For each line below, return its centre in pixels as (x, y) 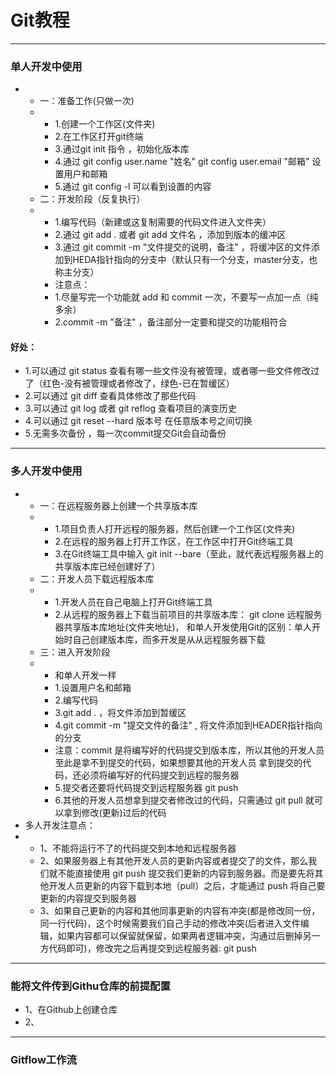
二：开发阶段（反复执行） (92, 199)
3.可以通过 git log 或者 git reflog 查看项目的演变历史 (131, 408)
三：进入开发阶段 (75, 652)
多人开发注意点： (60, 825)
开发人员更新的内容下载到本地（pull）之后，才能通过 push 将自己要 (187, 885)
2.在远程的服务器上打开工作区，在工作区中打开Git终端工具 (174, 541)
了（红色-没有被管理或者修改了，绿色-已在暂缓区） (129, 383)
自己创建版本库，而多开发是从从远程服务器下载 (169, 639)
